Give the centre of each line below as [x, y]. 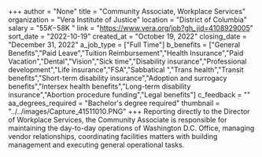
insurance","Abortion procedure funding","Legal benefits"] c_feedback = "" [129, 95]
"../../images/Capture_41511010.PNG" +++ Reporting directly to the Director [129, 111]
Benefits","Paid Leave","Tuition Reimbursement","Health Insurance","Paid [126, 53]
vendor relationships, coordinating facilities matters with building [113, 136]
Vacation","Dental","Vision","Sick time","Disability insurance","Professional [127, 61]
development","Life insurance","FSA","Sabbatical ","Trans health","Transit [126, 69]
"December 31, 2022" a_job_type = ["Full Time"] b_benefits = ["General [124, 45]
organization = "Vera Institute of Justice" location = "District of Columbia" [128, 20]
